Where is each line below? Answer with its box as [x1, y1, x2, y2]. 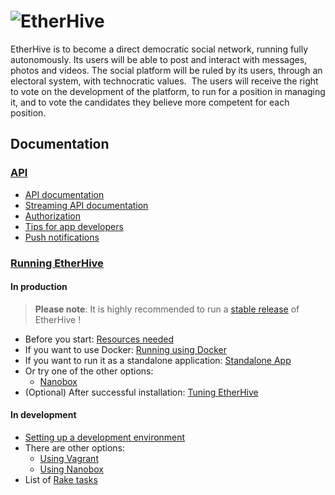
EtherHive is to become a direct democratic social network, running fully [10, 43, 309, 55]
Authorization [24, 210, 82, 222]
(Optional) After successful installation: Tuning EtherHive [24, 386, 259, 398]
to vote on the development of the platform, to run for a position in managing [10, 85, 326, 97]
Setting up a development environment [24, 431, 186, 443]
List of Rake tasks [24, 473, 98, 485]
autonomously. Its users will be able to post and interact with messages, [10, 53, 308, 65]
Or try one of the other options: [24, 365, 154, 377]
